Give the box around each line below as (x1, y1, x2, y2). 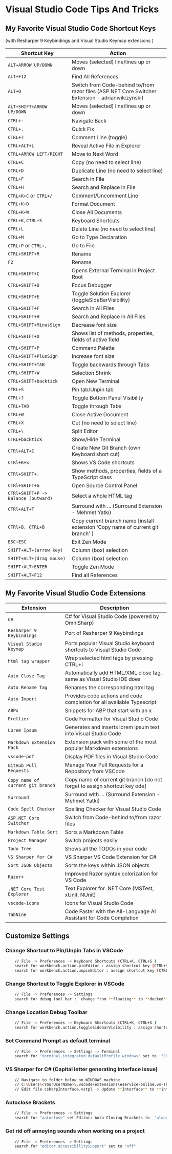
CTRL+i (64, 660, 83, 668)
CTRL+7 (8, 135, 24, 140)
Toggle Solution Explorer (71, 290, 131, 297)
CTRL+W (8, 412, 24, 417)
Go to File (71, 242, 95, 249)
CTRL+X (8, 420, 24, 425)
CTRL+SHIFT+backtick (8, 378, 58, 384)
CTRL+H (8, 184, 24, 190)
